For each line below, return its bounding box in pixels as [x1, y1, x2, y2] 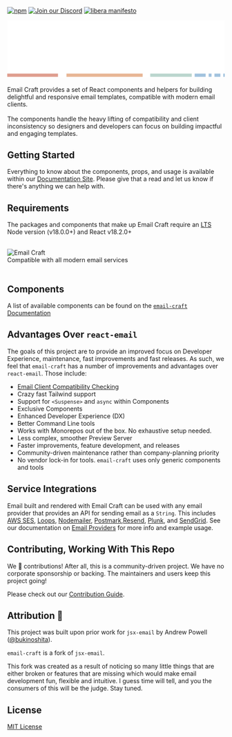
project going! [7, 576, 47, 584]
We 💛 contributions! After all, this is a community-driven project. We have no [7, 562, 224, 570]
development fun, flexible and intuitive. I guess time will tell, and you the [7, 677, 212, 685]
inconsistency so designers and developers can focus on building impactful [7, 121, 222, 130]
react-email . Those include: [7, 369, 88, 377]
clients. [7, 100, 28, 108]
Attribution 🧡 [7, 609, 64, 621]
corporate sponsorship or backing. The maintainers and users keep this [7, 569, 211, 578]
